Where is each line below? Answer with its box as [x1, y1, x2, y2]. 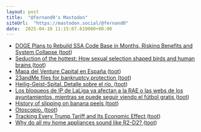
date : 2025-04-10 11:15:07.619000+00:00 [6, 25, 113, 32]
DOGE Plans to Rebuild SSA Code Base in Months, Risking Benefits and [15, 42, 193, 49]
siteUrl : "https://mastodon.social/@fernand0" [6, 20, 129, 26]
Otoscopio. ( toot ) [15, 106, 58, 113]
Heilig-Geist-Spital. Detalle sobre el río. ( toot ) [15, 81, 128, 88]
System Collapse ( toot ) [15, 49, 73, 56]
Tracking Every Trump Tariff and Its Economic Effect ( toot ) [15, 113, 161, 120]
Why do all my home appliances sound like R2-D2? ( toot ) [15, 119, 157, 127]
